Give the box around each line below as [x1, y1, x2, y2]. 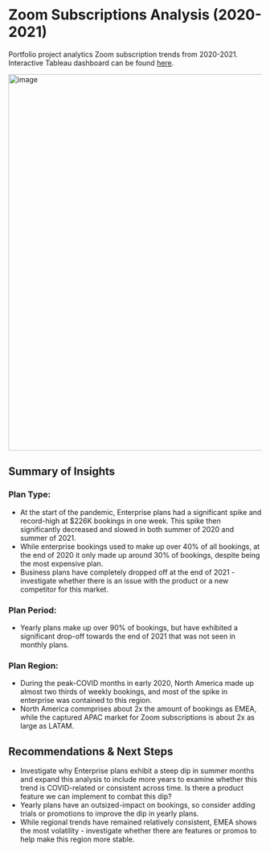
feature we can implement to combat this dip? [19, 792, 173, 801]
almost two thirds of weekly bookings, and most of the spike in [19, 687, 227, 696]
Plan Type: [8, 489, 51, 501]
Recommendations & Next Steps [8, 744, 174, 758]
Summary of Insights [8, 465, 116, 479]
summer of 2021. [19, 533, 76, 542]
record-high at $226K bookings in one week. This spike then [19, 516, 221, 526]
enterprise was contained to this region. [19, 696, 153, 705]
